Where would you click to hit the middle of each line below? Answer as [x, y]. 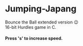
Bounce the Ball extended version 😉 [42, 22]
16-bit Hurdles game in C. [31, 27]
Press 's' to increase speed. [34, 38]
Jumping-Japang [41, 9]
